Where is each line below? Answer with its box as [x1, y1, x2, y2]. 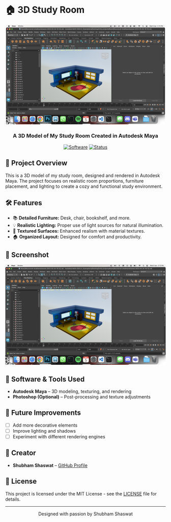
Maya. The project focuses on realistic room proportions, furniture [5, 178, 144, 184]
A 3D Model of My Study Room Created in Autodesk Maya [12, 132, 159, 139]
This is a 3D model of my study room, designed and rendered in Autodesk [5, 172, 160, 179]
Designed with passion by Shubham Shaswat [38, 511, 133, 517]
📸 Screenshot [5, 251, 49, 259]
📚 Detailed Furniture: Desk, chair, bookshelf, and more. [12, 215, 131, 221]
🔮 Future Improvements [5, 409, 81, 417]
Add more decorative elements [12, 422, 78, 428]
